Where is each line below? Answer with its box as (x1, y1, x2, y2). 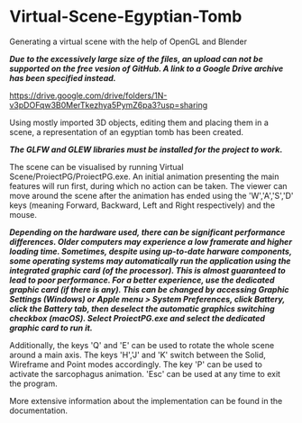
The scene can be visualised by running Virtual (9, 161, 184, 172)
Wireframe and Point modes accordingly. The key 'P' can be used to (9, 358, 263, 370)
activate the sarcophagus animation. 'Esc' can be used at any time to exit (9, 368, 281, 379)
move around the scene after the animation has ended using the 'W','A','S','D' (9, 190, 294, 201)
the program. (9, 378, 58, 389)
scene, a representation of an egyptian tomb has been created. (9, 126, 244, 137)
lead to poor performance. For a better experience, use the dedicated (9, 274, 275, 285)
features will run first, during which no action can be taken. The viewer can (9, 180, 288, 191)
